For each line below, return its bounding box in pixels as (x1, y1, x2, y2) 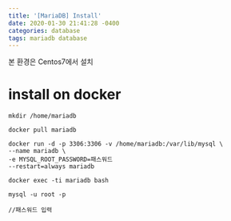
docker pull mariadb (8, 126, 78, 135)
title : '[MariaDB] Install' (8, 11, 102, 20)
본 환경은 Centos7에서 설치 (8, 57, 94, 66)
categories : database (8, 26, 81, 34)
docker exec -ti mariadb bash (8, 177, 110, 185)
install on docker (8, 86, 121, 104)
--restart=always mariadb (8, 163, 94, 171)
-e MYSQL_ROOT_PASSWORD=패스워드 (8, 155, 114, 164)
